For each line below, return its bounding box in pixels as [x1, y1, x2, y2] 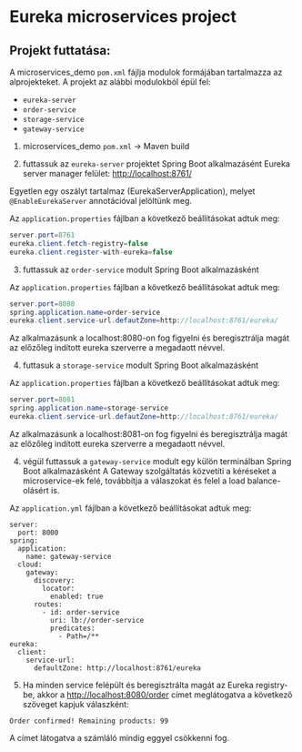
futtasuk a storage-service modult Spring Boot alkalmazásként [22, 360, 259, 371]
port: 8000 [17, 528, 59, 537]
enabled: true [49, 592, 104, 601]
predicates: [49, 624, 96, 633]
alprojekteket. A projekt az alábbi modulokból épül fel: [9, 76, 211, 87]
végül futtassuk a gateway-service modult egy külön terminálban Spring [22, 455, 292, 466]
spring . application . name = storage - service [9, 403, 169, 413]
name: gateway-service [25, 552, 112, 561]
